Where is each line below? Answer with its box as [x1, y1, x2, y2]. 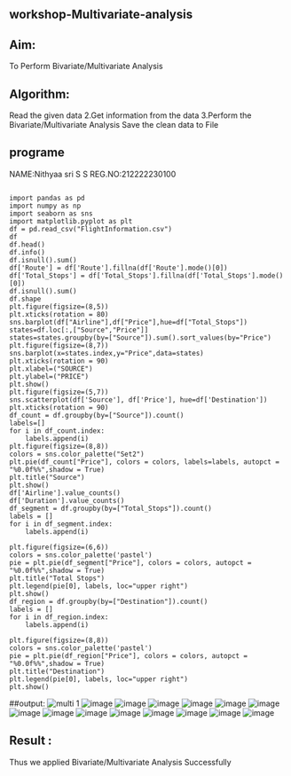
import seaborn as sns [9, 208, 93, 218]
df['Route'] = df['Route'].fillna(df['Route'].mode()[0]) [9, 263, 228, 272]
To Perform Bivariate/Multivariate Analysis [9, 61, 163, 72]
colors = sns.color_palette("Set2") [9, 450, 145, 459]
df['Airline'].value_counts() [9, 488, 122, 498]
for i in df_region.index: [9, 612, 109, 622]
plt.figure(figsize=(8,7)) [9, 341, 109, 349]
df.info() [9, 247, 46, 256]
